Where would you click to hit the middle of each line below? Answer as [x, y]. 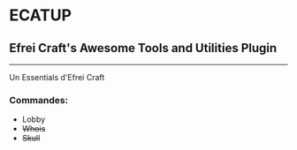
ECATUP [41, 15]
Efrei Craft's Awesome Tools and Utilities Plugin [143, 48]
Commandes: [39, 100]
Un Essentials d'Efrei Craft [57, 77]
